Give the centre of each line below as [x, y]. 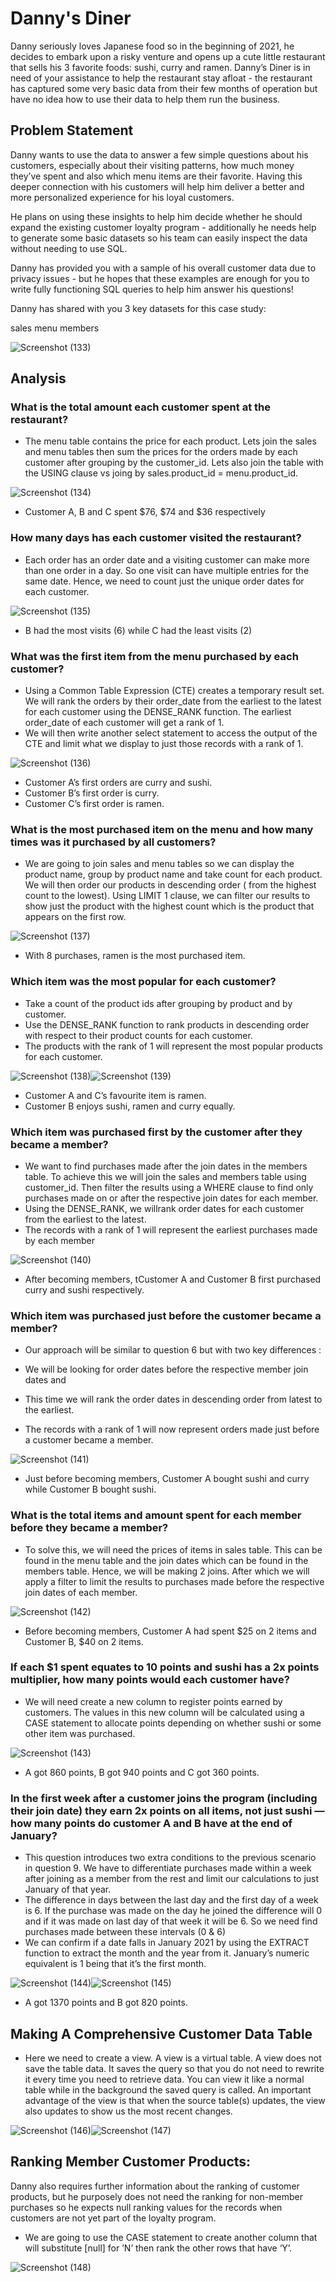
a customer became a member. [89, 1440]
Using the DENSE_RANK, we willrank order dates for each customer [164, 1208]
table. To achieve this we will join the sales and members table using [165, 1176]
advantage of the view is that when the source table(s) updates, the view [175, 2100]
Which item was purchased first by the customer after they [156, 1132]
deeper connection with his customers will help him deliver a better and [157, 186]
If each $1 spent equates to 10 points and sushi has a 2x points [165, 1667]
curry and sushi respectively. [84, 1289]
